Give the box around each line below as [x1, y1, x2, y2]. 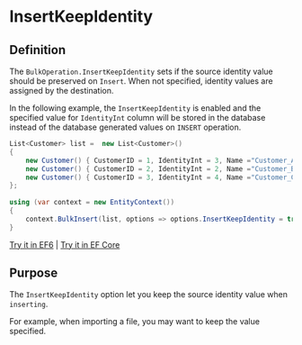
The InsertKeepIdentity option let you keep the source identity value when [9, 289, 289, 300]
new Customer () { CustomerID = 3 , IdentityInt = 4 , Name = [25, 173, 252, 182]
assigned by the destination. [9, 86, 114, 95]
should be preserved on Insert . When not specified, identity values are [9, 76, 273, 86]
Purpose [9, 266, 58, 281]
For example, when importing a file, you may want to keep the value [9, 316, 261, 327]
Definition [9, 42, 66, 58]
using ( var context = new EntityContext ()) [9, 198, 175, 207]
